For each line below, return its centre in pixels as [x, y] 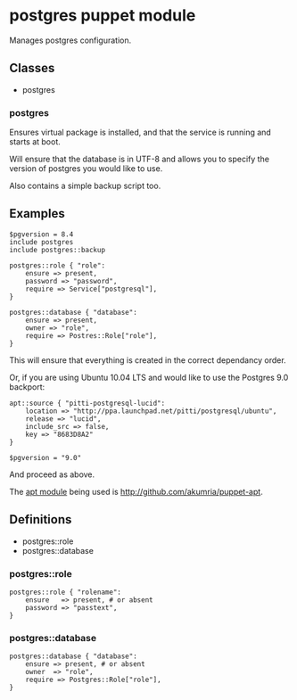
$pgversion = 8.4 [41, 234]
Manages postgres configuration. [70, 40]
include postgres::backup [57, 250]
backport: [27, 387]
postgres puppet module [103, 16]
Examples [37, 214]
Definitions [41, 519]
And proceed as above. [52, 474]
